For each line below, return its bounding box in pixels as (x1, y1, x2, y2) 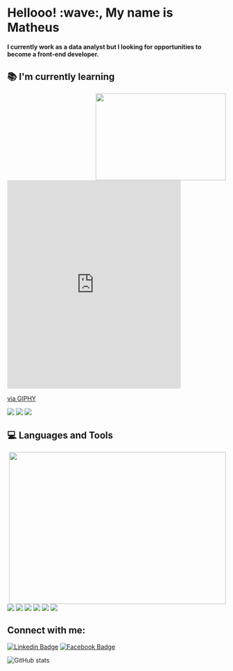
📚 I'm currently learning (7, 71, 115, 83)
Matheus (7, 19, 60, 35)
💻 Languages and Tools (7, 429, 113, 442)
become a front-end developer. (7, 50, 99, 58)
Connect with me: (7, 624, 86, 636)
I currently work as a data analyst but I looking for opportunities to (7, 42, 202, 51)
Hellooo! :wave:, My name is (7, 5, 173, 21)
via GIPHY (7, 394, 37, 402)
